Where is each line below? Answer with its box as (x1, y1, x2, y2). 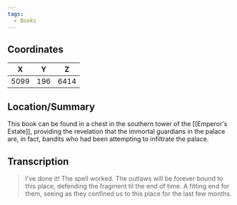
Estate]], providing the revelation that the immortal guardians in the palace (7, 127, 226, 136)
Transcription (7, 155, 69, 167)
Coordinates (7, 43, 64, 56)
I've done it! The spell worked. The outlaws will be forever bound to (24, 174, 223, 182)
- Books (14, 17, 37, 24)
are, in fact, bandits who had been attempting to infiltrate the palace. (7, 135, 209, 143)
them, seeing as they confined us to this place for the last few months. (24, 189, 232, 198)
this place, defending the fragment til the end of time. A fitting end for (24, 182, 230, 190)
